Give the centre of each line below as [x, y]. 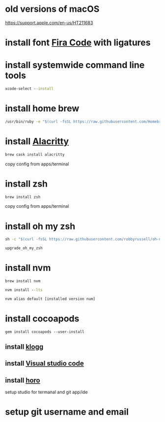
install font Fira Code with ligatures [78, 43]
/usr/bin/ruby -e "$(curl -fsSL [38, 122]
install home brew [42, 109]
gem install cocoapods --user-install [45, 332]
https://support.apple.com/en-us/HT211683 [49, 23]
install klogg [24, 346]
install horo [23, 380]
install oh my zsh [40, 226]
